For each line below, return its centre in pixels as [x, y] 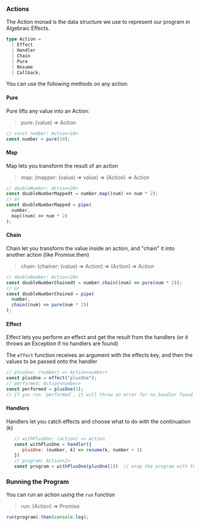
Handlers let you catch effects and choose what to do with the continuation [98, 421]
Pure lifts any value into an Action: [48, 111]
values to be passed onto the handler [52, 362]
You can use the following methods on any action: [68, 84]
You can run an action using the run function [61, 495]
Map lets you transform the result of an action [62, 165]
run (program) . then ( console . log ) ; [48, 517]
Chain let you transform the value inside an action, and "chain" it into [90, 248]
